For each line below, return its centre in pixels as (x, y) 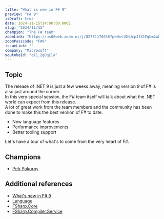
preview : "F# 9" (21, 14)
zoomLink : (15, 37)
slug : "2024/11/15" (25, 28)
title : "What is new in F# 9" (36, 10)
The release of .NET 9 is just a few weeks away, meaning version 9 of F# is (81, 86)
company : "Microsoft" (27, 50)
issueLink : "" (20, 46)
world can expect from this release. (41, 102)
